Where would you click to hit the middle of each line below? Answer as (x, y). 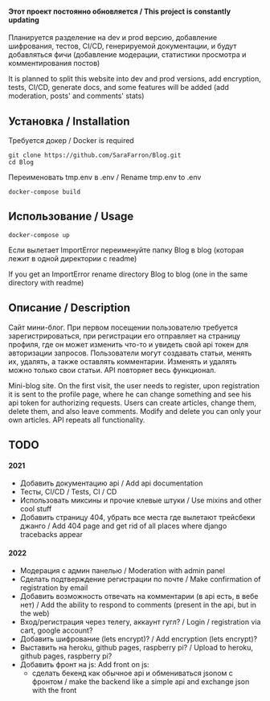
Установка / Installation (69, 121)
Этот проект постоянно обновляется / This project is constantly (120, 11)
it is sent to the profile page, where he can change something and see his (130, 394)
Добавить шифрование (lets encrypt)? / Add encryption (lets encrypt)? (139, 639)
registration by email (54, 588)
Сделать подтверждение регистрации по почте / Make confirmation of (140, 580)
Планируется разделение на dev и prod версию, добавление (113, 38)
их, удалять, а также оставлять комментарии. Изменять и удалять (123, 361)
